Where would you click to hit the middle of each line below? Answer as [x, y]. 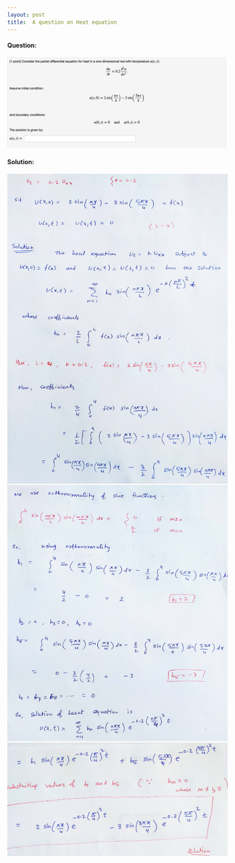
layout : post [26, 15]
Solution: [21, 161]
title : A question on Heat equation [62, 22]
